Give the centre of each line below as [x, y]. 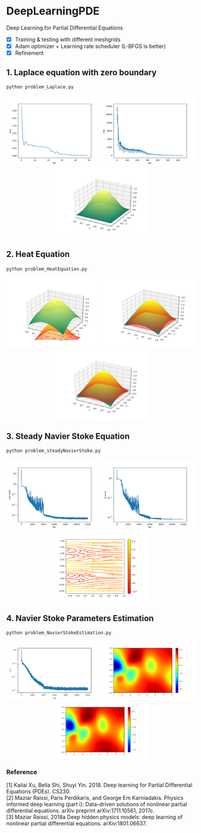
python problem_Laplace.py [40, 87]
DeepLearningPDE [53, 11]
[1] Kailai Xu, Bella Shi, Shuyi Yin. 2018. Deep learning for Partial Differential [99, 785]
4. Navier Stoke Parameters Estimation [80, 618]
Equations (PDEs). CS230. [39, 791]
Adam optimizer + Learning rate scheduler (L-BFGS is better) [90, 46]
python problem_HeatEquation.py [47, 269]
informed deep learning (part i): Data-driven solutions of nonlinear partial [97, 804]
